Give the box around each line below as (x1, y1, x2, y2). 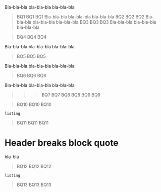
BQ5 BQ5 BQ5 (16, 53, 46, 59)
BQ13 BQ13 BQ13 (16, 182, 52, 188)
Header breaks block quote (4, 137, 119, 149)
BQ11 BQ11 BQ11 (16, 120, 49, 126)
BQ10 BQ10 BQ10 (16, 101, 52, 107)
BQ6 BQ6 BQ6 (16, 73, 47, 79)
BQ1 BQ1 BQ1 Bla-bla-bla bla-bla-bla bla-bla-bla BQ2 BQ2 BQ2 (16, 14, 145, 19)
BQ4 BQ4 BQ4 (16, 34, 47, 40)
